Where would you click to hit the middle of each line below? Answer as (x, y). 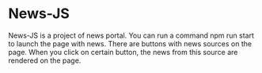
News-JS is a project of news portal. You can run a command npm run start (131, 35)
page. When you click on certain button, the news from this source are (123, 52)
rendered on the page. (45, 60)
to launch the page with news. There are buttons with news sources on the (130, 43)
